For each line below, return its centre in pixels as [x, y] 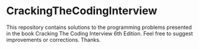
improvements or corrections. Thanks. [54, 40]
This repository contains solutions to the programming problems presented [99, 27]
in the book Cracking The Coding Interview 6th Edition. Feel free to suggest [100, 33]
